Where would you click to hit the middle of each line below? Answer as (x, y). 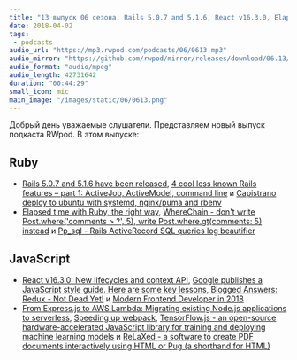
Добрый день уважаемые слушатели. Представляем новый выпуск (137, 125)
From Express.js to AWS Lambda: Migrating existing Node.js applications (154, 308)
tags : (19, 34)
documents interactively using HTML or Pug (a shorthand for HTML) (146, 346)
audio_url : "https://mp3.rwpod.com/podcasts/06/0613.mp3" (118, 51)
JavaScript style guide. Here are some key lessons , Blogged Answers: (150, 290)
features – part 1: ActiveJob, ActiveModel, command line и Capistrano (149, 193)
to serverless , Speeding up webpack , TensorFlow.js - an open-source (149, 317)
